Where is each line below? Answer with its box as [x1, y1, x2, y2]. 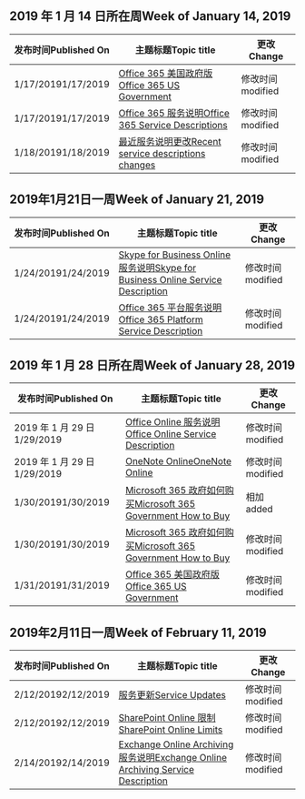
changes [118, 158, 156, 171]
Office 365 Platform [118, 313, 204, 326]
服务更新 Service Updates [118, 689, 227, 702]
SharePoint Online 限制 [118, 712, 216, 724]
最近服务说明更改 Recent [118, 135, 221, 147]
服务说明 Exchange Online [118, 752, 228, 764]
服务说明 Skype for [118, 261, 197, 274]
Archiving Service [118, 764, 195, 776]
